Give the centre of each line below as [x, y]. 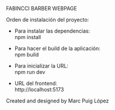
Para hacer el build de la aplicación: [57, 48]
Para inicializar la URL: [41, 66]
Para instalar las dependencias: [52, 31]
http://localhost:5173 [39, 89]
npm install [28, 37]
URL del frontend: [36, 83]
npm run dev [30, 72]
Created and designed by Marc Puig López [57, 101]
